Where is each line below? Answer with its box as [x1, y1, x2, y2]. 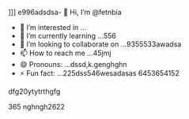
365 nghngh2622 [8, 102, 66, 111]
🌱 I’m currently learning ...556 [19, 32, 117, 40]
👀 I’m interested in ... [19, 23, 87, 32]
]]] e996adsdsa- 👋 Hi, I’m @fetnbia [8, 8, 122, 17]
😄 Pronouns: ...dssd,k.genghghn [19, 60, 128, 69]
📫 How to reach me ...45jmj [19, 48, 112, 58]
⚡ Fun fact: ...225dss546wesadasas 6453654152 [19, 69, 180, 78]
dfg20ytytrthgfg [8, 87, 61, 96]
